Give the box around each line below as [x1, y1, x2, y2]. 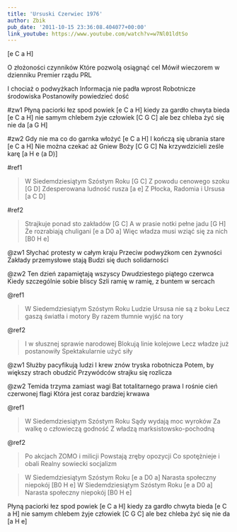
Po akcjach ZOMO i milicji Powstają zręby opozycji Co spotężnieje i [24, 452, 221, 460]
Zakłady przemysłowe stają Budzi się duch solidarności [7, 256, 168, 264]
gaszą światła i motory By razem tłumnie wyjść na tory [24, 312, 184, 321]
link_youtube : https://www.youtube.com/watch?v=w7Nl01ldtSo [7, 30, 189, 38]
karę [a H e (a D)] [7, 149, 58, 158]
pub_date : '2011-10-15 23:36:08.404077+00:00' [7, 23, 147, 30]
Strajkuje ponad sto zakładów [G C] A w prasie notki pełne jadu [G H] [24, 220, 226, 228]
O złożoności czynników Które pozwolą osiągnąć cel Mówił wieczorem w [7, 63, 220, 72]
